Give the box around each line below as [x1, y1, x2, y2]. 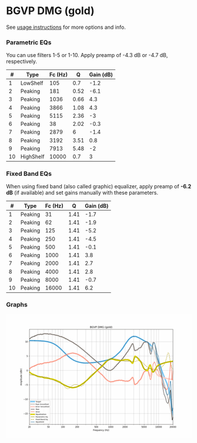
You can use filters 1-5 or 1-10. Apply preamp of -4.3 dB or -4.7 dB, [6, 52, 168, 59]
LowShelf [20, 79, 44, 86]
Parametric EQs [6, 38, 52, 46]
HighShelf [20, 153, 45, 160]
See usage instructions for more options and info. [6, 24, 126, 31]
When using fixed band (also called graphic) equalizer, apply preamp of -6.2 [6, 183, 192, 190]
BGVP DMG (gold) [6, 4, 95, 18]
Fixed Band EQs [6, 169, 52, 178]
